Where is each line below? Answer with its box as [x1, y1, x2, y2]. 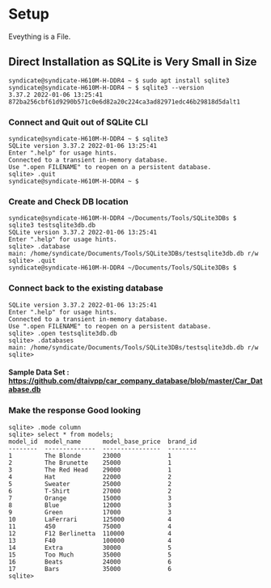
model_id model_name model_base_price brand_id [8, 438, 197, 446]
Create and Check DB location [8, 196, 129, 207]
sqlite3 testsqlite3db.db [8, 222, 95, 230]
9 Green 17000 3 [8, 508, 172, 516]
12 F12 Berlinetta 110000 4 [8, 529, 172, 538]
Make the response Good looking [8, 405, 142, 417]
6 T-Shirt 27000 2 [8, 487, 172, 495]
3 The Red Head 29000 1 [8, 466, 172, 474]
